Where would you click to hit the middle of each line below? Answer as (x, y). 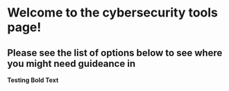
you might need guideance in (71, 63)
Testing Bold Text (33, 80)
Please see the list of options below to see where (115, 53)
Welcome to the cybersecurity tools (113, 13)
